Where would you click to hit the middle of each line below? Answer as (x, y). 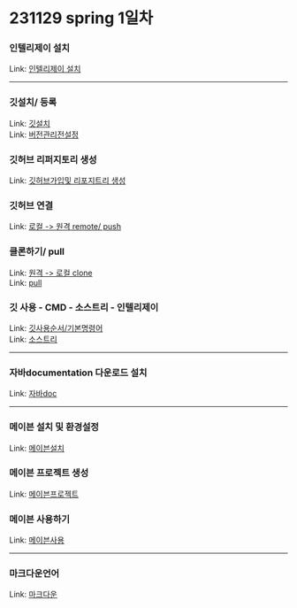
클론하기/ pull (37, 251)
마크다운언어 (34, 573)
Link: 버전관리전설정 (44, 135)
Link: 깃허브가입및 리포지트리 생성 (68, 181)
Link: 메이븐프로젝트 (44, 494)
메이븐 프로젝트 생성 (49, 473)
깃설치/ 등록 (33, 103)
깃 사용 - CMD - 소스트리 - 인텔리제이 (84, 307)
